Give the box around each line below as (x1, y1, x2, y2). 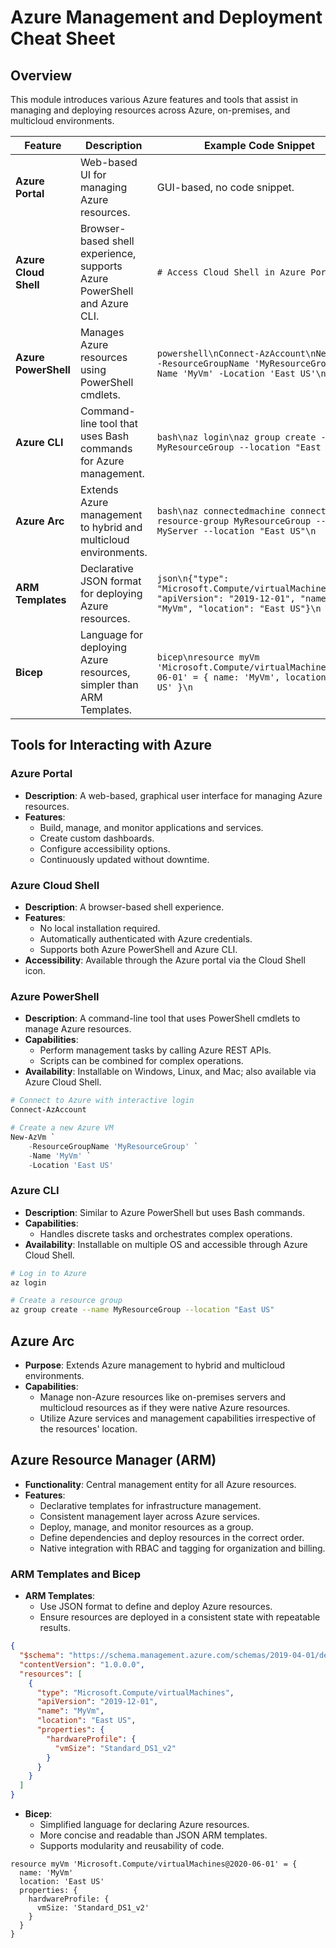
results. (39, 1622, 71, 1634)
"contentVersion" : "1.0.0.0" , (19, 1659, 145, 1670)
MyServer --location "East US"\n (156, 526, 317, 536)
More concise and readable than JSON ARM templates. (39, 1829, 268, 1841)
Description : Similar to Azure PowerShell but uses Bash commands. (24, 1206, 305, 1218)
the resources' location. (39, 1423, 138, 1435)
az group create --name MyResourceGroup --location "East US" (10, 1305, 275, 1315)
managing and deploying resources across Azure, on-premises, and (10, 104, 291, 116)
